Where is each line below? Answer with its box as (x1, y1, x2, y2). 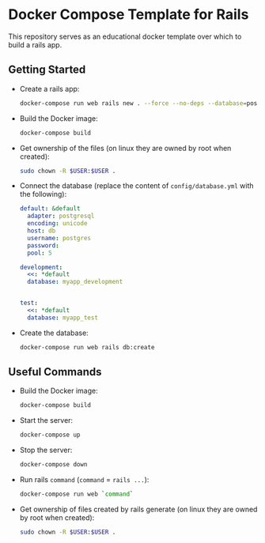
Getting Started (8, 63, 86, 77)
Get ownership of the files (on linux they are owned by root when (19, 143, 232, 153)
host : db (27, 227, 56, 235)
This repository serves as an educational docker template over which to (8, 32, 242, 41)
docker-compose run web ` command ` (19, 490, 134, 499)
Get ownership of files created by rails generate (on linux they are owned (19, 504, 258, 514)
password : (27, 241, 59, 250)
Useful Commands (8, 365, 102, 379)
